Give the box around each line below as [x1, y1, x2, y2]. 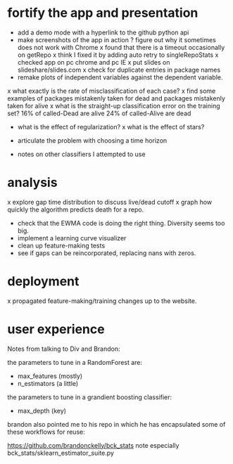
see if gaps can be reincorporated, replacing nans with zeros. [17, 248, 196, 257]
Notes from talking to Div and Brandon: [7, 344, 121, 353]
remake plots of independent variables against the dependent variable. [17, 72, 223, 82]
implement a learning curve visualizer [17, 233, 127, 242]
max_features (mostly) [17, 371, 83, 380]
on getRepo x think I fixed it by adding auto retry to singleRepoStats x [17, 51, 219, 59]
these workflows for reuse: [7, 427, 86, 436]
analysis [7, 174, 58, 191]
